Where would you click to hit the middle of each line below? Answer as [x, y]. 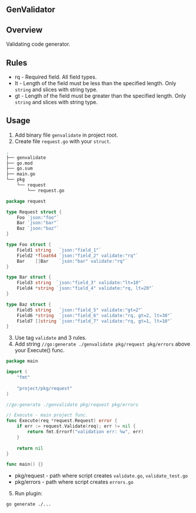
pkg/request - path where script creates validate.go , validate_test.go [101, 476]
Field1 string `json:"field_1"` [59, 250]
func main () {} [25, 464]
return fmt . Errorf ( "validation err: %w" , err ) [86, 432]
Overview [24, 30]
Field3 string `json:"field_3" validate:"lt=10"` [80, 283]
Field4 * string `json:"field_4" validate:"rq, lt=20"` [86, 288]
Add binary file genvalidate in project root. [66, 135]
